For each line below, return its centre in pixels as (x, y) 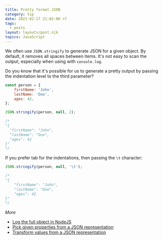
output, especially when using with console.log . (54, 61)
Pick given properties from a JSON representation (63, 227)
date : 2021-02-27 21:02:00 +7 (36, 19)
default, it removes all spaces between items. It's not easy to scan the (76, 56)
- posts (17, 28)
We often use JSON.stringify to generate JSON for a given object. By (76, 51)
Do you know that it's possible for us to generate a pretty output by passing (82, 71)
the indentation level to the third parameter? (49, 76)
